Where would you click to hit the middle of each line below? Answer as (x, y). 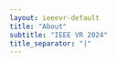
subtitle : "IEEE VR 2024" (58, 35)
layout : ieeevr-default (55, 18)
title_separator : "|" (51, 43)
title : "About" (38, 26)
